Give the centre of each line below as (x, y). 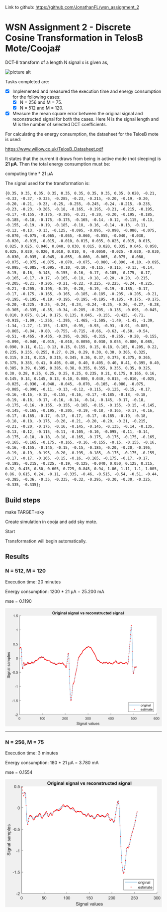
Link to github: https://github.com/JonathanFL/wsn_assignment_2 (72, 7)
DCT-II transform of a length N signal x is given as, (57, 62)
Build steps (23, 500)
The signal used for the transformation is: (47, 183)
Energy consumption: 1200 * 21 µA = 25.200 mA (55, 591)
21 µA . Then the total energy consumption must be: (58, 164)
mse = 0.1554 (19, 772)
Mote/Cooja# (33, 49)
